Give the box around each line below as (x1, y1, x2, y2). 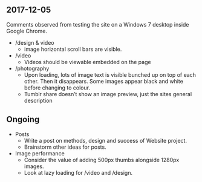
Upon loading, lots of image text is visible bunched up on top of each (24, 71, 197, 78)
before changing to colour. (24, 84, 91, 91)
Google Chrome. (6, 27, 47, 34)
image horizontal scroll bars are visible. (24, 45, 122, 53)
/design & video (15, 39, 54, 46)
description (24, 97, 53, 104)
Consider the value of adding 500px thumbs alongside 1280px (24, 156, 180, 163)
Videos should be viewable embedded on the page (24, 58, 151, 65)
